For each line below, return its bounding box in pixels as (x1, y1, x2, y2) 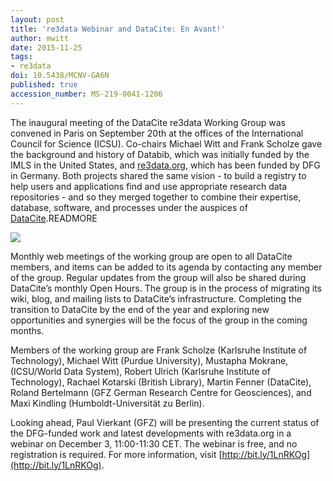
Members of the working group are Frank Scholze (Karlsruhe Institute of (10, 344, 308, 356)
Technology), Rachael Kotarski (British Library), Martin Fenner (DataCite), (10, 376, 312, 388)
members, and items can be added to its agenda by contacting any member (10, 261, 323, 273)
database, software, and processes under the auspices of (10, 201, 248, 213)
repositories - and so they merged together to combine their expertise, (10, 191, 302, 203)
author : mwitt (10, 33, 70, 43)
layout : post (10, 14, 65, 25)
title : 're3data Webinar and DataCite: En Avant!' (10, 24, 226, 34)
